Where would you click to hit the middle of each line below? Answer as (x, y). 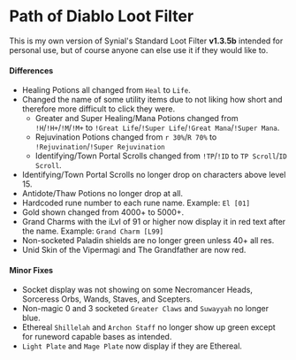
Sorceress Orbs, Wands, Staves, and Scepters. (107, 299)
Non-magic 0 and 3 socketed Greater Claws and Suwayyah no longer (145, 309)
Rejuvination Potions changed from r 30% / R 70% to (126, 137)
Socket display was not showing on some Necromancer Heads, (137, 290)
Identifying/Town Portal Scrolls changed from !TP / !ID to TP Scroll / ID (161, 156)
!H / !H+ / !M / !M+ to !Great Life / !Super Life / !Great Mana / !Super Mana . (157, 128)
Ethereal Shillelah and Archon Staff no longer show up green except (148, 327)
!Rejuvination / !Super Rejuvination (100, 147)
